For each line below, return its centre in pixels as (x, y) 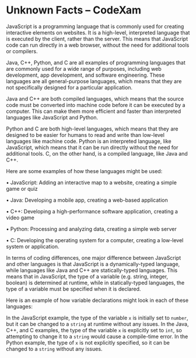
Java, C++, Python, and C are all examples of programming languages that (96, 63)
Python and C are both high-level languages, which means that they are (92, 129)
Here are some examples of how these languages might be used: (84, 171)
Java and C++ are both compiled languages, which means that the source (95, 99)
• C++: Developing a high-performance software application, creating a (92, 211)
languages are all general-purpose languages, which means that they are (94, 81)
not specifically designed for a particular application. (69, 87)
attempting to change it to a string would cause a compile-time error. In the (97, 336)
